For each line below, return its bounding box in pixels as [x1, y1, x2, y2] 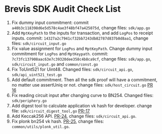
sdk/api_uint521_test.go [11, 72, 62, 77]
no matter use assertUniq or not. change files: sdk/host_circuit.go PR [11, 82, 153, 88]
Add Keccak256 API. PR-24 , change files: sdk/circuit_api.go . [11, 113, 137, 119]
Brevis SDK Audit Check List [4, 3, 121, 15]
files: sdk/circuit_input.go [11, 40, 67, 46]
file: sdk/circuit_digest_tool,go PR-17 [11, 108, 90, 113]
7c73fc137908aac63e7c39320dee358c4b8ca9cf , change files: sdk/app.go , [11, 56, 152, 62]
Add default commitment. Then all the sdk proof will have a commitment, [11, 77, 158, 83]
